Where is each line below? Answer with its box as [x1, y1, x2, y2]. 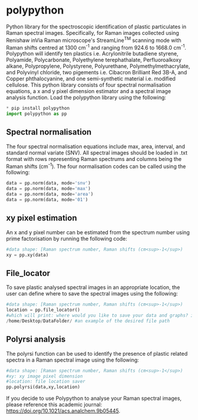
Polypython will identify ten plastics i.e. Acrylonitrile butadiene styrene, [6, 50, 179, 57]
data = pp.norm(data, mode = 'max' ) [6, 186, 91, 192]
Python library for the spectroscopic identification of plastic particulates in [6, 23, 187, 30]
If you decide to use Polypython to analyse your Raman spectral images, [6, 395, 181, 402]
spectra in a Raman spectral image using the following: [6, 356, 140, 363]
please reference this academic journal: [6, 401, 103, 408]
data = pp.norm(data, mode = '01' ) [6, 197, 88, 203]
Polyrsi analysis [6, 334, 66, 344]
